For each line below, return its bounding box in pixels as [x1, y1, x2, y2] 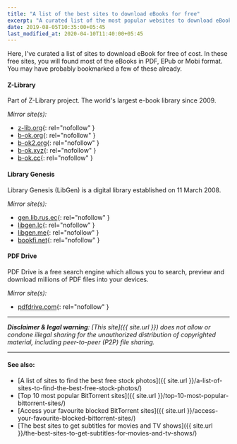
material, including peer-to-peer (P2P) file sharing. [7, 337, 155, 346]
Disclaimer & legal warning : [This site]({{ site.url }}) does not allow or [7, 322, 211, 331]
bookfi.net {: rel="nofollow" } [17, 235, 100, 244]
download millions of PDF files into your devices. [7, 275, 149, 284]
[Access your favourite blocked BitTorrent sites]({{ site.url [17, 407, 186, 415]
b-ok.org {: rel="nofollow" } [17, 132, 96, 140]
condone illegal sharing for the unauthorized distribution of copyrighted [7, 330, 217, 339]
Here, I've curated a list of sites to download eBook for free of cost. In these [7, 49, 228, 58]
